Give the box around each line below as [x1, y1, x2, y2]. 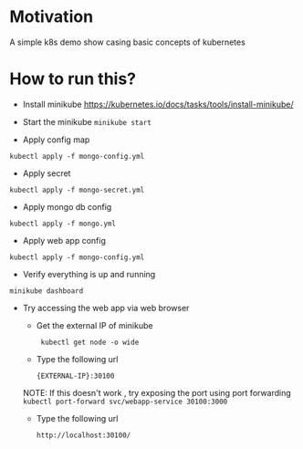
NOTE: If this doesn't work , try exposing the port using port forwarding [22, 387, 292, 398]
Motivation [9, 6, 94, 27]
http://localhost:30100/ [36, 431, 131, 440]
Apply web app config [22, 235, 107, 245]
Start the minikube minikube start [22, 116, 152, 127]
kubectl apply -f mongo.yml [9, 219, 117, 228]
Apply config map [22, 134, 90, 145]
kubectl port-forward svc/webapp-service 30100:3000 [22, 397, 228, 406]
